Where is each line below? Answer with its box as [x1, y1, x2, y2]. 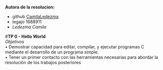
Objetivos [5, 39, 24, 45]
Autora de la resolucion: [5, 4, 55, 10]
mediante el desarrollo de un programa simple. [5, 49, 99, 55]
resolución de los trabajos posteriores [5, 60, 81, 65]
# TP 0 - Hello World [5, 34, 46, 39]
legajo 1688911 [12, 19, 42, 24]
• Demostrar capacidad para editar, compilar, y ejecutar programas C [5, 44, 144, 49]
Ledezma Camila [12, 24, 47, 30]
